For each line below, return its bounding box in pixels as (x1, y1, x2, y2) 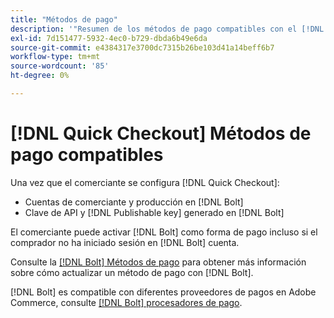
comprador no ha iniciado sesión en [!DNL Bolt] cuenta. (10, 236, 240, 248)
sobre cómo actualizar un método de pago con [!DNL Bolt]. (10, 266, 254, 278)
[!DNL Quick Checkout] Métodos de (10, 122, 312, 145)
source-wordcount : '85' (10, 61, 110, 71)
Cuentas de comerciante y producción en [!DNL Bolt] (24, 196, 244, 208)
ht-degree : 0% (10, 71, 70, 81)
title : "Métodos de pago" (10, 14, 118, 25)
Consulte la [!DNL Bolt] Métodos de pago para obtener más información (10, 256, 307, 268)
